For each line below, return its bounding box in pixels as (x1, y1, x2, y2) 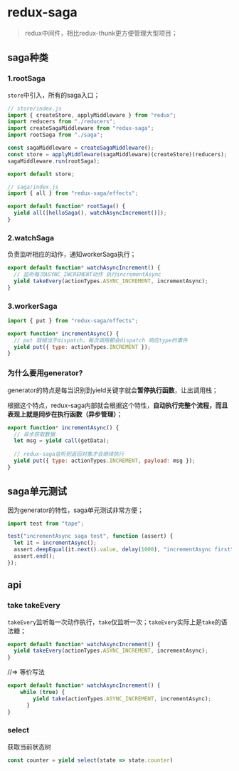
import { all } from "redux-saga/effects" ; (7, 190, 139, 197)
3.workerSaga (7, 301, 58, 311)
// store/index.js (7, 105, 62, 112)
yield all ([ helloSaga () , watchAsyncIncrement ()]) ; (14, 210, 167, 217)
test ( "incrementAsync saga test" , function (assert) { (7, 533, 174, 540)
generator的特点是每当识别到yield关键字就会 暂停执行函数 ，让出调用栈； (7, 386, 218, 394)
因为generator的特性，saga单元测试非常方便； (7, 506, 144, 514)
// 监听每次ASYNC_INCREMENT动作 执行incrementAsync (14, 271, 161, 278)
